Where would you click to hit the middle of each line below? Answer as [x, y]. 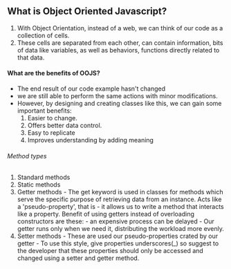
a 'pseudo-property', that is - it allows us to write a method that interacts [121, 207]
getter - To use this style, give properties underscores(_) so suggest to [118, 243]
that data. [31, 57]
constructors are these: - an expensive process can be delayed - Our [115, 221]
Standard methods [44, 177]
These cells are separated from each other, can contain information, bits [120, 43]
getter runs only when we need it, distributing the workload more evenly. [121, 229]
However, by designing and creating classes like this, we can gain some [119, 104]
